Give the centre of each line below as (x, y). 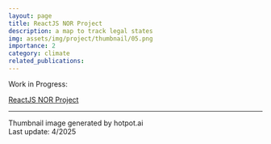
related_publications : (46, 61)
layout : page (30, 16)
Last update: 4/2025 (42, 131)
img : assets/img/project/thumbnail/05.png (81, 38)
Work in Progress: (38, 84)
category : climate (39, 53)
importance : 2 (32, 46)
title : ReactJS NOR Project (56, 23)
